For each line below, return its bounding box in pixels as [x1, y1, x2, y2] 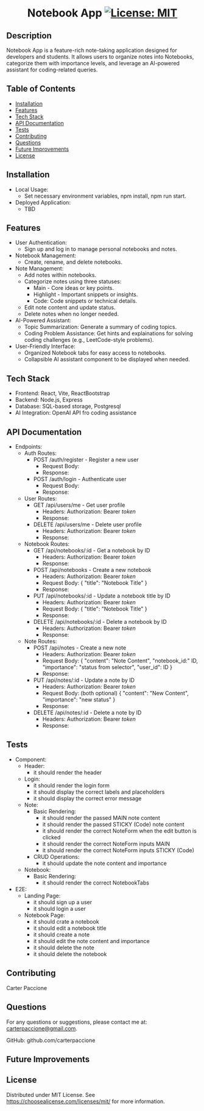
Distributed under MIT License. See [6, 1091, 96, 1098]
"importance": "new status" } [42, 696, 116, 703]
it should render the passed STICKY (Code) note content [42, 820, 185, 828]
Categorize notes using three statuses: [24, 278, 122, 285]
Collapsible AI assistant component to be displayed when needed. [24, 356, 190, 363]
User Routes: [24, 495, 57, 502]
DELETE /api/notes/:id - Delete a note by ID [33, 709, 142, 717]
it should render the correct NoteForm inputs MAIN [42, 840, 171, 847]
